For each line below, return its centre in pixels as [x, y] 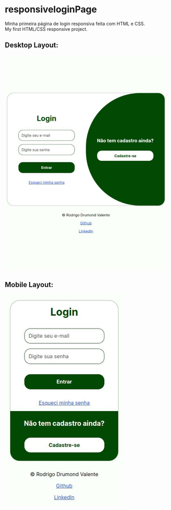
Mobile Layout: [29, 285]
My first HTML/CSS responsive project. [46, 29]
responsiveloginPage [51, 9]
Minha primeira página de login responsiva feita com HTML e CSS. [75, 24]
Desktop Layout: [31, 45]
